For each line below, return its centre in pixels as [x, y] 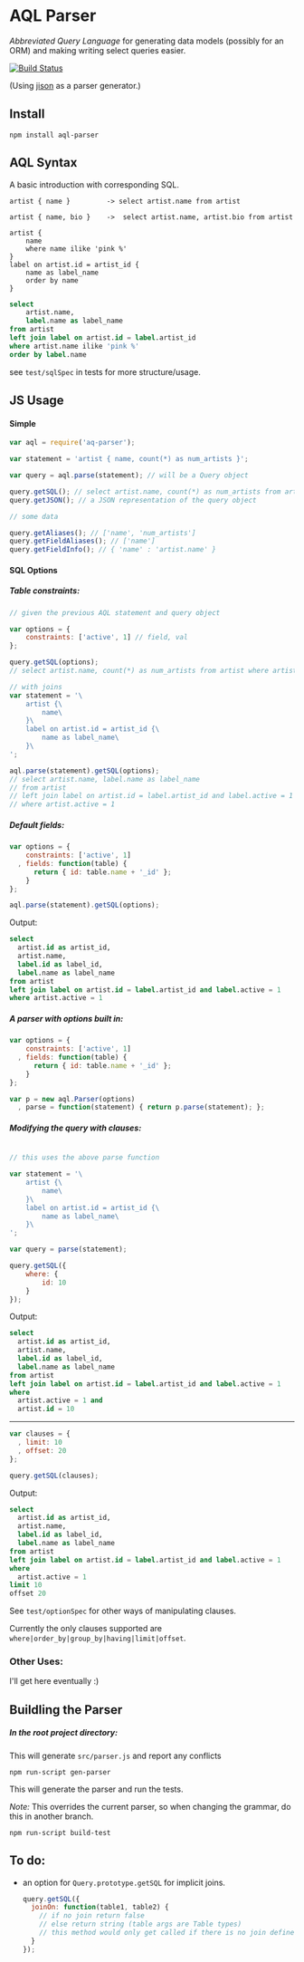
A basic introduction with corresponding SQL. [94, 184]
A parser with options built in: [66, 1018]
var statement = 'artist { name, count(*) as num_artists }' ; [129, 459]
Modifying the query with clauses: [76, 1128]
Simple [23, 423]
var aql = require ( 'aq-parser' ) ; [72, 443]
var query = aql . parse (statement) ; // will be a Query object [129, 476]
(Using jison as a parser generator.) [76, 85]
